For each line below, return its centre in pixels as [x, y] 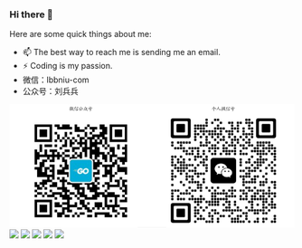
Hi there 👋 [32, 14]
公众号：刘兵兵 [50, 91]
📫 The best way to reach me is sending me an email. [122, 52]
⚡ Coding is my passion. [67, 66]
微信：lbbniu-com [56, 80]
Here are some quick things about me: [80, 34]
